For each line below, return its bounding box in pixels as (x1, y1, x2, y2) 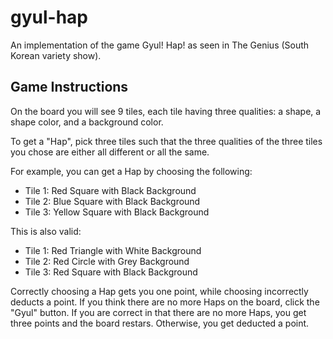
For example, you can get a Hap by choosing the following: (10, 165, 253, 177)
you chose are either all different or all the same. (10, 146, 210, 158)
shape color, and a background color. (10, 116, 164, 128)
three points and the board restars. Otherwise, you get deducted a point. (10, 317, 310, 329)
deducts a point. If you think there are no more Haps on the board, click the (10, 296, 320, 308)
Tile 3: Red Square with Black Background (24, 266, 198, 278)
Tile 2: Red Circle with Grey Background (24, 255, 190, 267)
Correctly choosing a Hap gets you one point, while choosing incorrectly (10, 285, 309, 297)
